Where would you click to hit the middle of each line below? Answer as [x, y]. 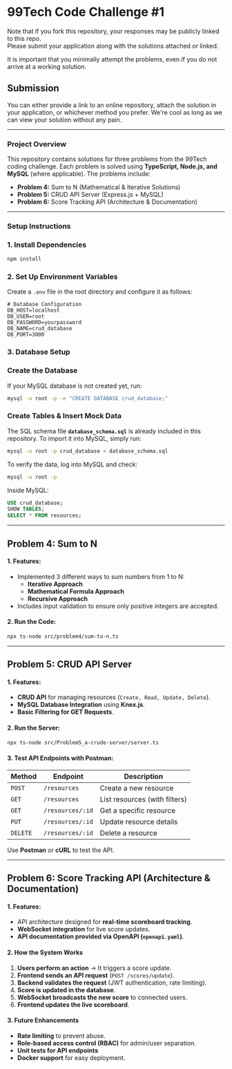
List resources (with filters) [144, 799]
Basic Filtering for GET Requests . [65, 712]
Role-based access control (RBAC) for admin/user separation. [107, 1043]
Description [144, 776]
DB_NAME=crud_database [40, 329]
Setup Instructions [39, 226]
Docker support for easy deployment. [71, 1057]
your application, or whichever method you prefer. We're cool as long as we [115, 112]
